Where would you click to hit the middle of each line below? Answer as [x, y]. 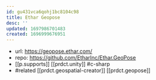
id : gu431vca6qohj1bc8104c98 [43, 12]
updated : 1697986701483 [36, 29]
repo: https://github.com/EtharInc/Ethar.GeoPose [75, 58]
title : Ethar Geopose [33, 17]
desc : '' [17, 23]
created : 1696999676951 [36, 34]
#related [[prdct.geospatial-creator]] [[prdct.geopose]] [83, 70]
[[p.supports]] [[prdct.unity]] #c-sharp [62, 64]
